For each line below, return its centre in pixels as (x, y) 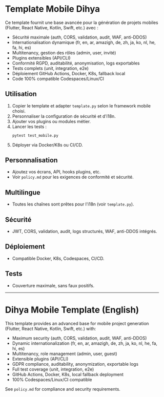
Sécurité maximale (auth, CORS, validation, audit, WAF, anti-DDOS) (80, 37)
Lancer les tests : (29, 126)
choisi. (19, 111)
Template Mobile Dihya (52, 9)
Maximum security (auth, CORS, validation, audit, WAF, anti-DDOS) (80, 338)
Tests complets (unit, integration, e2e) (50, 68)
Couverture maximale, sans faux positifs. (53, 285)
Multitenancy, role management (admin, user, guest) (65, 354)
